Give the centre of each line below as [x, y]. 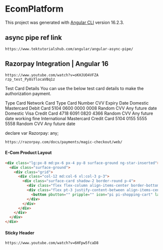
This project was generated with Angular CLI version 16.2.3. [65, 22]
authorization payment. [28, 93]
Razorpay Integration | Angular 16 [57, 64]
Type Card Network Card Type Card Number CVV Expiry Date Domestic [77, 103]
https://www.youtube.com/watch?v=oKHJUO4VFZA [52, 75]
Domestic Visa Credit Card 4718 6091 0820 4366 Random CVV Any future [79, 113]
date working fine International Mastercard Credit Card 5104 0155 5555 [76, 118]
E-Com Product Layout [28, 153]
